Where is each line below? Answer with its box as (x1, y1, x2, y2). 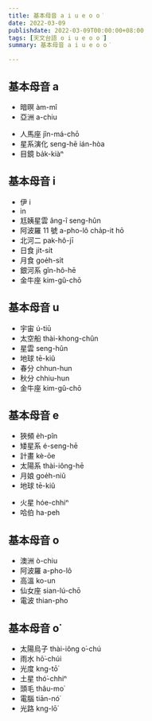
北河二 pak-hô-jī (19, 236, 74, 245)
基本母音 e (8, 408, 60, 422)
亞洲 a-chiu (19, 112, 57, 122)
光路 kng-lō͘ (19, 703, 58, 713)
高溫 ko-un (19, 576, 56, 586)
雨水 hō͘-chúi (19, 654, 62, 663)
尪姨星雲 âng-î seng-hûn (19, 216, 101, 225)
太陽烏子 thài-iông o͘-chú (19, 644, 102, 653)
